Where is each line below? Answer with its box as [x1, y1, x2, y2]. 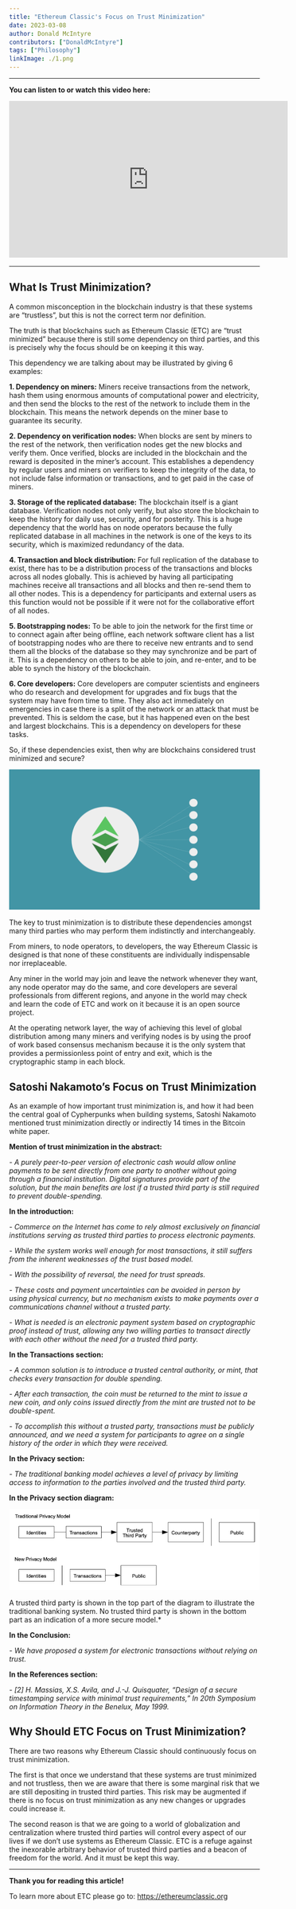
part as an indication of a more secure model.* [9, 1615, 162, 1624]
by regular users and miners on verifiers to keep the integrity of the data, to [9, 465, 256, 474]
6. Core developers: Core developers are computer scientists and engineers [9, 679, 260, 688]
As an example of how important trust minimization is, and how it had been [9, 1101, 254, 1111]
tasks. [9, 729, 29, 739]
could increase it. [9, 1803, 66, 1814]
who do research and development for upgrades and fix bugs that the [9, 687, 238, 696]
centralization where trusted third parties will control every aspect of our [9, 1827, 247, 1837]
